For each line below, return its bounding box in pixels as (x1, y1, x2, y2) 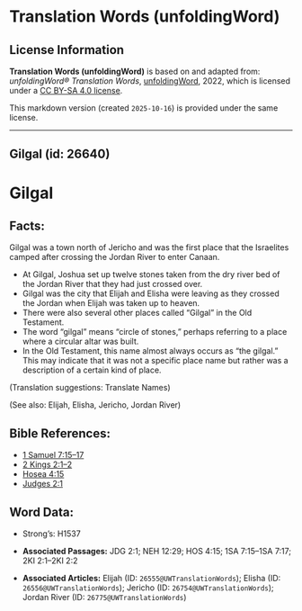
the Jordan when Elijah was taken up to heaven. (22, 298, 200, 309)
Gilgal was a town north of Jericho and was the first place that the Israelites (9, 242, 289, 253)
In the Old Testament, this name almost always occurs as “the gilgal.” (22, 346, 279, 356)
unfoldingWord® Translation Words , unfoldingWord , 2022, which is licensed (9, 76, 290, 86)
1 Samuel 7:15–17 (22, 450, 84, 461)
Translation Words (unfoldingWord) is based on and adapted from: (9, 66, 261, 76)
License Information (9, 42, 124, 58)
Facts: (9, 218, 45, 233)
